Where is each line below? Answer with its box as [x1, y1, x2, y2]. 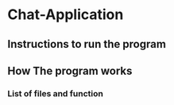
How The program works [7, 64, 133, 77]
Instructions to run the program [7, 37, 166, 51]
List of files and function [7, 87, 104, 99]
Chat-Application [7, 6, 124, 24]
